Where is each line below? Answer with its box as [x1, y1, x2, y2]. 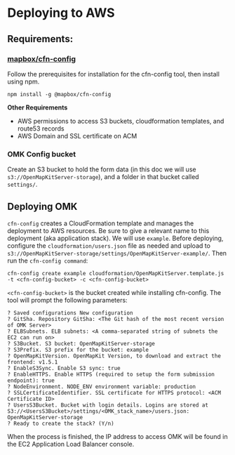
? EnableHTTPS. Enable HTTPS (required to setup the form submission [7, 371, 215, 378]
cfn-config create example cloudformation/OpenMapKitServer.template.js [7, 270, 224, 277]
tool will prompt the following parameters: [7, 296, 128, 304]
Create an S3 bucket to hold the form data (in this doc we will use [7, 165, 196, 173]
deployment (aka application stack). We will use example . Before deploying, [7, 234, 224, 242]
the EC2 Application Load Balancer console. [7, 440, 135, 448]
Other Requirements [7, 103, 68, 112]
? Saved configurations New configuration [7, 309, 133, 317]
